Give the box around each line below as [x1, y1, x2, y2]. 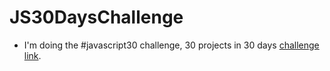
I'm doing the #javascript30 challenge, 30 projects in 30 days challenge [23, 39, 320, 51]
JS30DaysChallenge [9, 6, 184, 29]
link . [23, 49, 42, 61]
